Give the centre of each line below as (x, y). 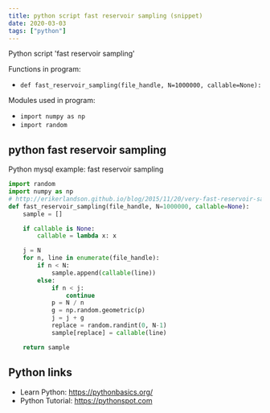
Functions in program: (45, 69)
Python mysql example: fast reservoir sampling (86, 169)
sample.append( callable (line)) (104, 273)
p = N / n (67, 303)
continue (80, 295)
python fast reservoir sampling (88, 150)
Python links (40, 372)
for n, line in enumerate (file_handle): (91, 258)
